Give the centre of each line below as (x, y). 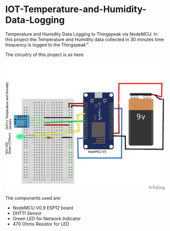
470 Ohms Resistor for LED (41, 224)
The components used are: (33, 198)
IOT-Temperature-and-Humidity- (76, 9)
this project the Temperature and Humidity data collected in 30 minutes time (85, 39)
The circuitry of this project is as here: (45, 55)
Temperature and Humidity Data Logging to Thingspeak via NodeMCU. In (81, 34)
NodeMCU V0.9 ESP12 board (43, 208)
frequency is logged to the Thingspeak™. (48, 44)
